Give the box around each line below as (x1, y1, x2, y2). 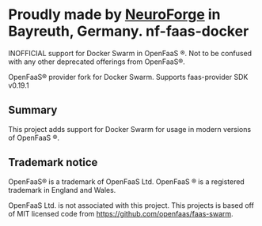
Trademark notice (8, 156, 98, 169)
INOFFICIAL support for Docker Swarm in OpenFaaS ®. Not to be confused (8, 48, 252, 58)
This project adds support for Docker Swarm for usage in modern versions (8, 124, 252, 134)
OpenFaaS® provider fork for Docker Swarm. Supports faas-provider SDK (8, 72, 249, 81)
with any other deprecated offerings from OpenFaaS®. (8, 57, 186, 66)
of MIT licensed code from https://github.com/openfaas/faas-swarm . (8, 209, 234, 218)
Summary (8, 104, 58, 117)
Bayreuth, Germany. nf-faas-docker (8, 22, 249, 40)
